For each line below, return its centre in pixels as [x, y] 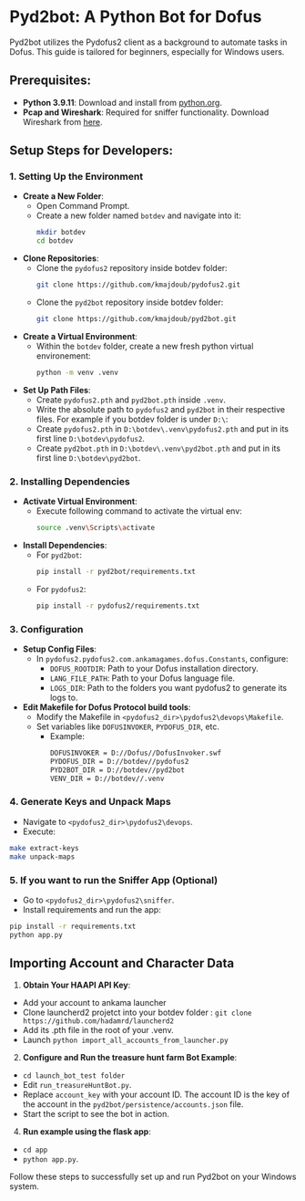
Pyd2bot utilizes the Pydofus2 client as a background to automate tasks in [148, 42]
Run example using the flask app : [87, 1132]
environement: [63, 355]
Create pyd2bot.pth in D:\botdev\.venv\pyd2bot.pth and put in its [158, 448]
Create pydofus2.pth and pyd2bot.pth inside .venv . [131, 400]
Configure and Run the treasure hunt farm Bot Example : [130, 1058]
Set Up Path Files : [56, 390]
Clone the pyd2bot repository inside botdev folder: [130, 302]
